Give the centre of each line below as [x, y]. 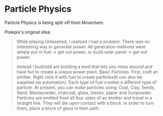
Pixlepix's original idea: [28, 32]
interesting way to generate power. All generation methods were [81, 46]
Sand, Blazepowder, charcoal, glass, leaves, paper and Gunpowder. [84, 93]
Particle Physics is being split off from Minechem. [54, 23]
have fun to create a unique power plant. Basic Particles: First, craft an [87, 71]
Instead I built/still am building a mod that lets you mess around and [84, 67]
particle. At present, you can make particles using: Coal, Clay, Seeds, [86, 87]
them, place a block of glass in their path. [58, 108]
